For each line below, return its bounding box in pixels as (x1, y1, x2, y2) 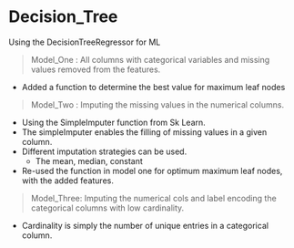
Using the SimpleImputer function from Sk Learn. (21, 117, 206, 128)
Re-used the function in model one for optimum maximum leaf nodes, (21, 165, 283, 176)
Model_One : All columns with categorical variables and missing (30, 54, 270, 65)
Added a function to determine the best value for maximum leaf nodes (21, 81, 286, 92)
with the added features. (21, 175, 115, 186)
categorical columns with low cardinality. (30, 202, 185, 213)
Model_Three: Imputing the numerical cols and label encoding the (30, 192, 277, 203)
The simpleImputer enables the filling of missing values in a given (21, 126, 268, 138)
